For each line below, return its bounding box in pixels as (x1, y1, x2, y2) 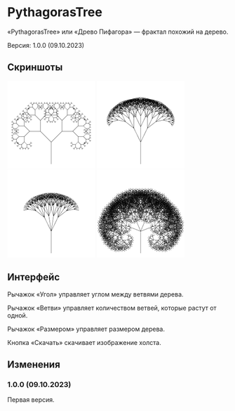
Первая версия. (7, 396, 55, 404)
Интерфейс (7, 271, 60, 283)
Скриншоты (7, 61, 63, 74)
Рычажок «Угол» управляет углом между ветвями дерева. (7, 289, 184, 299)
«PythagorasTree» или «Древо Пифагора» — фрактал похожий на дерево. (7, 27, 229, 36)
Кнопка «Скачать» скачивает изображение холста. (7, 338, 161, 346)
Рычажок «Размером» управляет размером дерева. (7, 325, 166, 333)
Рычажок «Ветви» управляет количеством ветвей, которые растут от (7, 304, 217, 312)
